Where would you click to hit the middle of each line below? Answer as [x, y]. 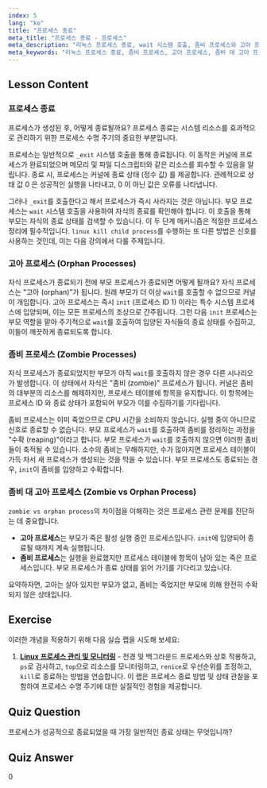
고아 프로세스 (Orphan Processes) [72, 263]
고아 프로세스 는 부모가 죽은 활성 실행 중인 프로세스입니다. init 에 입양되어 [133, 538]
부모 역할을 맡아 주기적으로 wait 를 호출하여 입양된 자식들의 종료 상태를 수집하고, [132, 322]
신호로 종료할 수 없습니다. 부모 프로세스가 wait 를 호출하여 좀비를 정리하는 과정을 [132, 430]
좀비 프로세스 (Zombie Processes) [73, 354]
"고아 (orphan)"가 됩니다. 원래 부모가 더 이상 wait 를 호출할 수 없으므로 [132, 292]
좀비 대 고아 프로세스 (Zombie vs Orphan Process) [103, 492]
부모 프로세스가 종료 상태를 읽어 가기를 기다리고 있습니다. [144, 567]
